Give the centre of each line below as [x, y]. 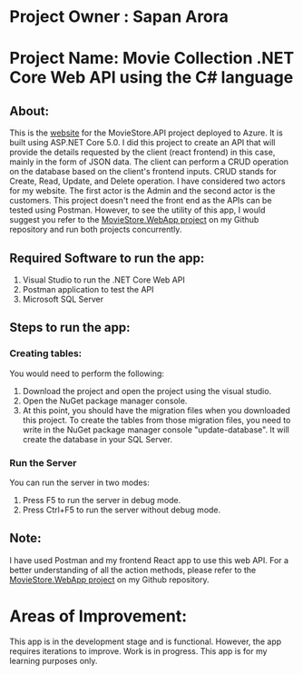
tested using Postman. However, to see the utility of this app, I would [137, 210]
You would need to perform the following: [87, 373]
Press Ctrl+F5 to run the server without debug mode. [122, 510]
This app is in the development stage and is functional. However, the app [146, 641]
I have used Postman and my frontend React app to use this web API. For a [149, 560]
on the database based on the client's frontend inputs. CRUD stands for [143, 172]
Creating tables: [46, 353]
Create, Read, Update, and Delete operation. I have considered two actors [147, 181]
